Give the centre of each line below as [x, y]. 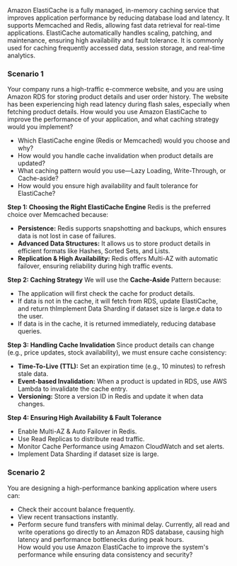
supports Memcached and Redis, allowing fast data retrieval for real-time [114, 25]
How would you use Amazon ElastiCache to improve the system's [113, 547]
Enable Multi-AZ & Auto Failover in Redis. [77, 431]
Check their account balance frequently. [76, 509]
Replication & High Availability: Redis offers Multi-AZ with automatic [118, 259]
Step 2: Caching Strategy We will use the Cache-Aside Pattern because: [114, 280]
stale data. [33, 374]
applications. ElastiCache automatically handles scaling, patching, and [110, 33]
